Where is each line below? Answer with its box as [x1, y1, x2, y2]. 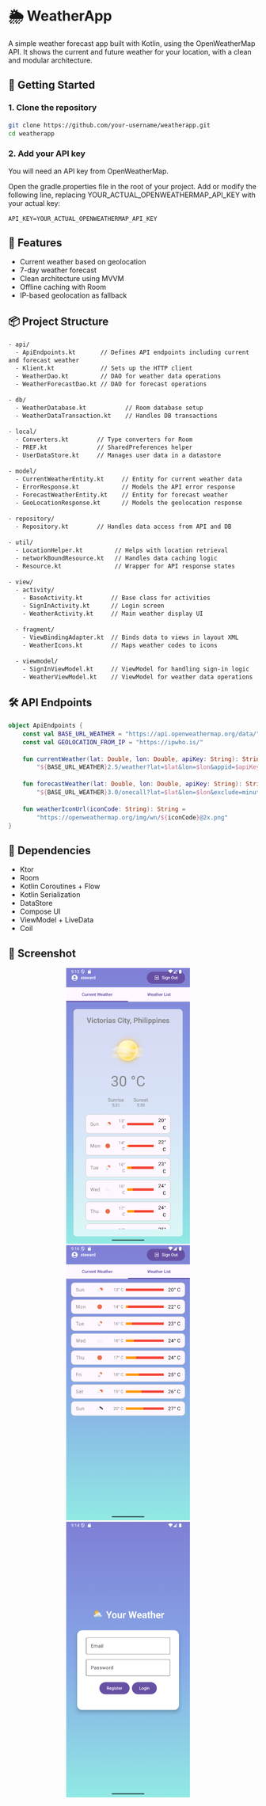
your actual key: [8, 198, 61, 207]
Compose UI [19, 907, 61, 916]
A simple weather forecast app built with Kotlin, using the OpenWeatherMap [8, 38, 256, 48]
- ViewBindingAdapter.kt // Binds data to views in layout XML [22, 633, 239, 642]
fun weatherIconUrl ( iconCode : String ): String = [22, 805, 186, 813]
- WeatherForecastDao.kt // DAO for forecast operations [15, 380, 207, 389]
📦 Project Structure [8, 314, 109, 328]
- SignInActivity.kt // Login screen [22, 602, 165, 610]
